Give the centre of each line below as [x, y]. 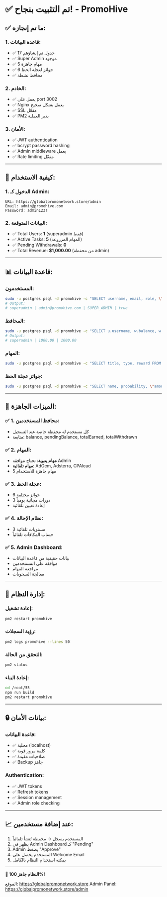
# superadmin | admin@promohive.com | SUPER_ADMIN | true [66, 308]
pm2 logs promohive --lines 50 [38, 642]
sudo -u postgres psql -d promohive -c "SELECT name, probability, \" [80, 386]
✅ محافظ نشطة [27, 75]
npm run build [20, 692]
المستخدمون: [20, 288]
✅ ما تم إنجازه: [25, 28]
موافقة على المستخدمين [35, 563]
